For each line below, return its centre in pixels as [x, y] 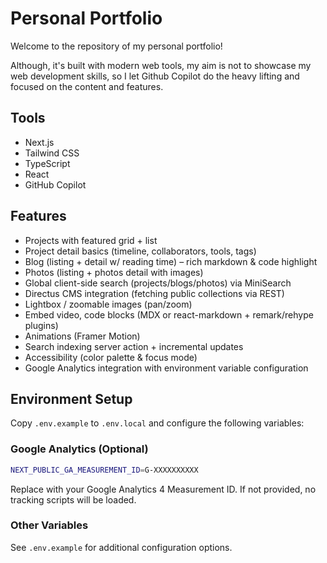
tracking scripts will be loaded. [73, 499]
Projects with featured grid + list [91, 240]
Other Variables [49, 525]
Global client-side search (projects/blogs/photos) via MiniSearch [158, 283]
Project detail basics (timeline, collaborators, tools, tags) [140, 251]
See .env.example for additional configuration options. [121, 547]
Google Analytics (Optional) [79, 449]
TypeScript [47, 163]
